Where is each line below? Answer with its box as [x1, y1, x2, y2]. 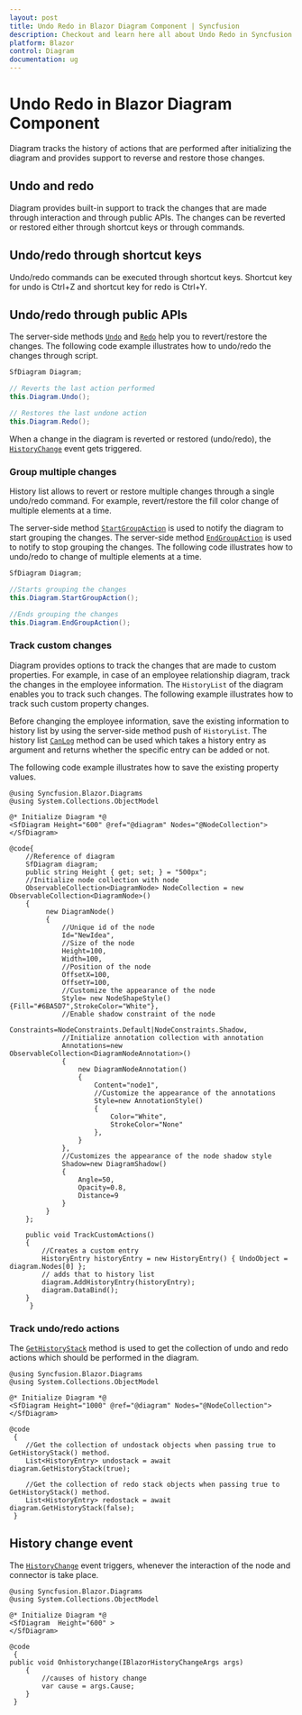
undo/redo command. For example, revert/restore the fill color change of [9, 496, 279, 506]
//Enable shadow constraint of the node [61, 1009, 216, 1018]
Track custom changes [9, 639, 113, 652]
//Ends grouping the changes [9, 609, 119, 618]
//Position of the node [61, 962, 151, 972]
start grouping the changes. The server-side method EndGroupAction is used [9, 533, 292, 543]
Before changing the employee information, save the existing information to [9, 716, 289, 726]
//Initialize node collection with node [25, 875, 179, 884]
